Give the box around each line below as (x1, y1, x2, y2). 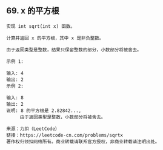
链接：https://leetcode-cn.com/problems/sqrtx (6, 132, 123, 138)
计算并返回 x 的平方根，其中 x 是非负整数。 (6, 35, 104, 41)
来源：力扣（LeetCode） (6, 126, 60, 132)
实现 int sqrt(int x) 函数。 (6, 23, 76, 29)
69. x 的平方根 (6, 5, 59, 16)
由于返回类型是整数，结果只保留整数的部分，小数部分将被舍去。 (6, 47, 142, 53)
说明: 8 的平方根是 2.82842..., (6, 108, 82, 114)
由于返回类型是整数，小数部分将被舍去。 (19, 114, 106, 120)
